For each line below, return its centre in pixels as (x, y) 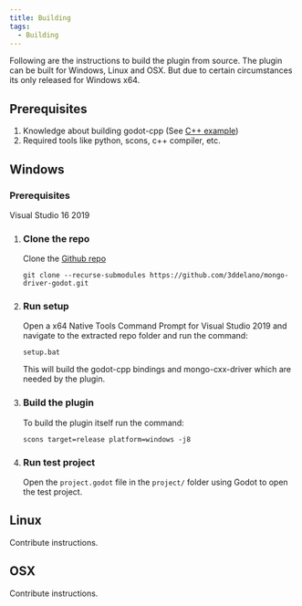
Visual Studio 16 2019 (50, 214)
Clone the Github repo (64, 259)
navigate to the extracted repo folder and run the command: (135, 336)
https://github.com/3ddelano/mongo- (219, 276)
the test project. (52, 492)
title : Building (40, 18)
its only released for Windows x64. (75, 80)
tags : (20, 26)
